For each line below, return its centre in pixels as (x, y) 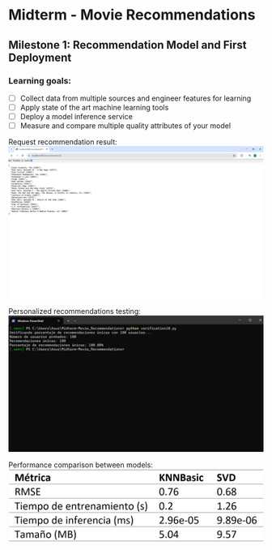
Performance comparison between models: (81, 465)
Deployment (40, 57)
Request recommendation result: (63, 142)
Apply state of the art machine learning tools (94, 107)
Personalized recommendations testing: (75, 312)
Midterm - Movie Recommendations (132, 15)
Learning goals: (40, 80)
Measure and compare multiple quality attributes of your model (125, 126)
